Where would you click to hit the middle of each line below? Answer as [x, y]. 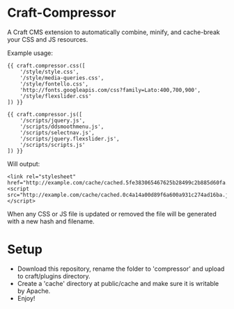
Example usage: [30, 53]
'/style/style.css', [49, 72]
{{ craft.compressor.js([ [45, 114]
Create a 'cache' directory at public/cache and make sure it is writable [118, 283]
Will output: [24, 164]
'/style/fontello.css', [54, 84]
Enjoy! [26, 298]
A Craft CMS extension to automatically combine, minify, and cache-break [114, 32]
